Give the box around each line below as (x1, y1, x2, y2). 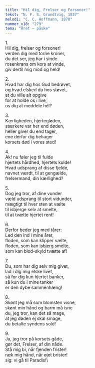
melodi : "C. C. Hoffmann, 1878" (5, 17, 72, 22)
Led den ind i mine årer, (5, 232, 54, 238)
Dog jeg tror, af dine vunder (5, 191, 62, 197)
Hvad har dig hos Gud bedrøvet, (5, 81, 71, 88)
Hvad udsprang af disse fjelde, (5, 165, 69, 171)
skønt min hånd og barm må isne (5, 305, 73, 311)
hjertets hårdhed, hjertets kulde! (5, 159, 71, 165)
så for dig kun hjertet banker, (5, 274, 65, 280)
